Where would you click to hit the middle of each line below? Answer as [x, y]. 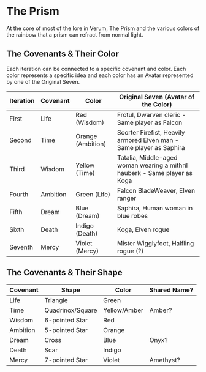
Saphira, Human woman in [155, 208]
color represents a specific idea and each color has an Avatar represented [100, 75]
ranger [127, 198]
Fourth [19, 194]
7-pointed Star [66, 360]
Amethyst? [165, 360]
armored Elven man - [148, 140]
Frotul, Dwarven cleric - [152, 114]
